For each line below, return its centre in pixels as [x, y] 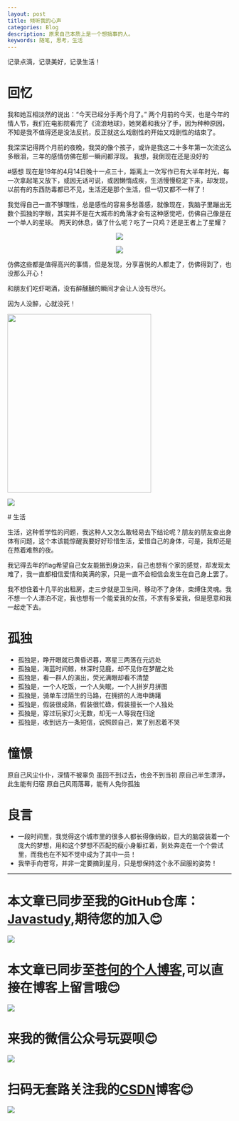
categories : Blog [33, 27]
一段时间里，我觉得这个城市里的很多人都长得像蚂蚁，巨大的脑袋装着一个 [123, 836]
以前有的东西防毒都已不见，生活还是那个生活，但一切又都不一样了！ [107, 189]
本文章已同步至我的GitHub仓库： [103, 901]
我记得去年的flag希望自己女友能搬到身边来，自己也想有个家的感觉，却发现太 [119, 565]
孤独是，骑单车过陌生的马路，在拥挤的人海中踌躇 [89, 695]
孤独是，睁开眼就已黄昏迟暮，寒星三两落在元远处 [89, 660]
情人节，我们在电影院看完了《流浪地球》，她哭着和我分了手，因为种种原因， [118, 124]
